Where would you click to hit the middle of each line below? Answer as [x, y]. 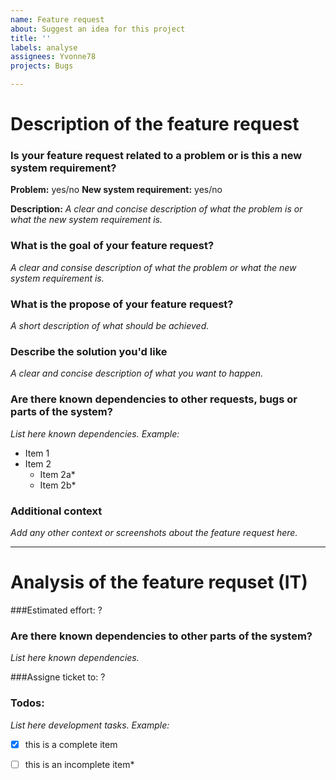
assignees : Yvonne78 [53, 57]
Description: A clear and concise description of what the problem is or [156, 209]
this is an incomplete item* [79, 764]
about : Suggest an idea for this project [98, 29]
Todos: [27, 703]
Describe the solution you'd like [89, 351]
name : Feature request [57, 19]
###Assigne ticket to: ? [58, 677]
